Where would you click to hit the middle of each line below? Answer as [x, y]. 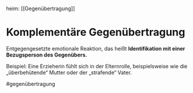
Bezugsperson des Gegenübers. [47, 55]
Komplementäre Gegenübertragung [96, 32]
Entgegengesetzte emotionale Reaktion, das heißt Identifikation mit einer [96, 48]
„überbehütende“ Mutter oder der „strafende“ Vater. [69, 72]
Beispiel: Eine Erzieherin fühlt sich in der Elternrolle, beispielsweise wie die [97, 66]
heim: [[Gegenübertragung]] [41, 9]
